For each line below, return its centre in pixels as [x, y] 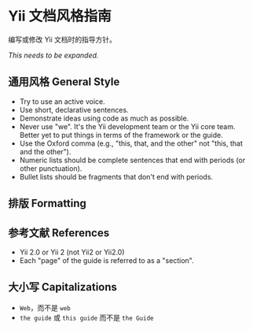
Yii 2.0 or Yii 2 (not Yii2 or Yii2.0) [72, 252]
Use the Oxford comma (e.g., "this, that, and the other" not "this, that [131, 143]
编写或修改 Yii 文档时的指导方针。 [62, 39]
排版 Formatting [47, 204]
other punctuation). [51, 168]
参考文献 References [59, 233]
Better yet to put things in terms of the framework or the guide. [121, 135]
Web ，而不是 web [45, 307]
